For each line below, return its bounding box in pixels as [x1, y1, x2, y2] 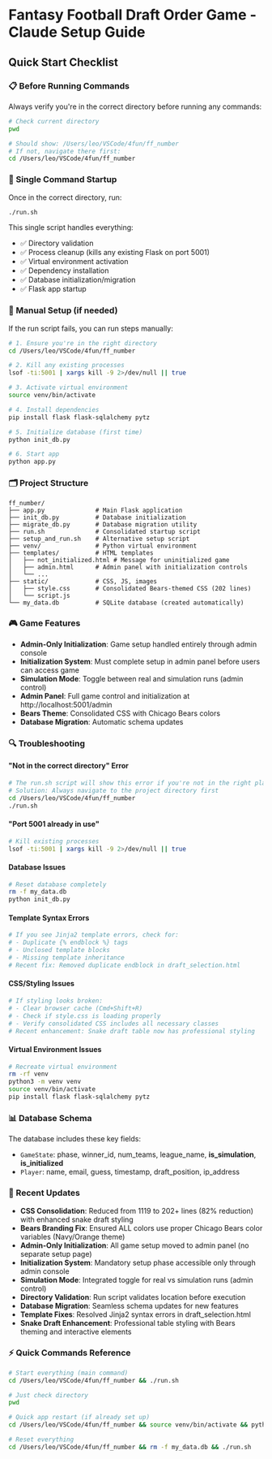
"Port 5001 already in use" [8, 819, 100, 829]
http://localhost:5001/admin [19, 699, 113, 709]
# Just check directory [8, 1391, 89, 1399]
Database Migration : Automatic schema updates [19, 717, 184, 726]
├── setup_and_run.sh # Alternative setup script [8, 535, 190, 543]
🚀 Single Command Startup [8, 174, 117, 185]
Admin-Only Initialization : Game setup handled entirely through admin [19, 639, 257, 649]
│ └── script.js [8, 591, 70, 600]
